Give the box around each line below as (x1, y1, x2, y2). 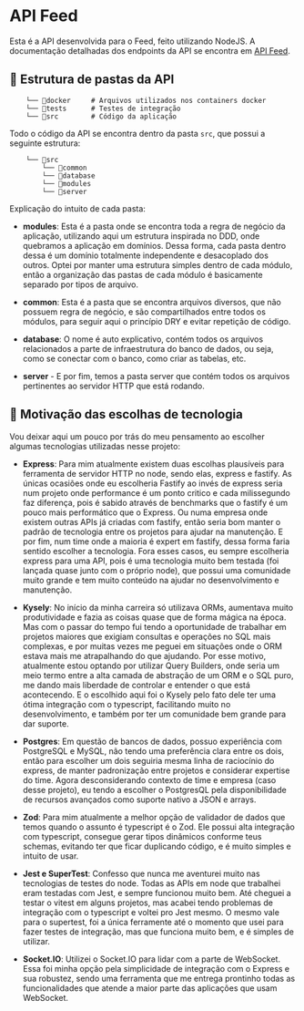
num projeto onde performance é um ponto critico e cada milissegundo (22, 487, 291, 498)
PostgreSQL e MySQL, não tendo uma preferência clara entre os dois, (22, 745, 285, 757)
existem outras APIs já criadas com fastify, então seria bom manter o (22, 516, 281, 527)
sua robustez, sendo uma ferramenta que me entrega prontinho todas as (22, 973, 296, 984)
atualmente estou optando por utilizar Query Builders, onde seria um (22, 660, 280, 671)
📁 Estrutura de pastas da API (9, 72, 175, 88)
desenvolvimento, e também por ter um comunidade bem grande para (22, 708, 287, 719)
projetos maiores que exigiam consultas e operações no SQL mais (22, 631, 271, 642)
